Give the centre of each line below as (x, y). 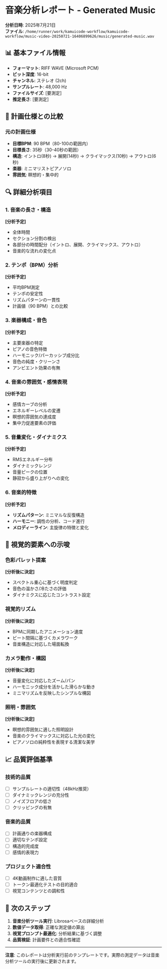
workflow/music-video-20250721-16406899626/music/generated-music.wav (80, 36)
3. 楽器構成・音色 (26, 320)
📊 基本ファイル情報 (36, 53)
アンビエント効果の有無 (36, 368)
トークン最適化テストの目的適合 (45, 885)
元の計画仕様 (21, 132)
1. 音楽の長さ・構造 (28, 210)
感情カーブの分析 (30, 404)
